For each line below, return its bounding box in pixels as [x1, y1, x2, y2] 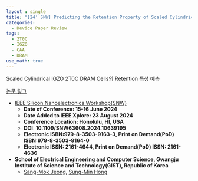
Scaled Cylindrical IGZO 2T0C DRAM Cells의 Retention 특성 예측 [6, 75, 160, 82]
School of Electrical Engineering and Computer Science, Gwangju [14, 156, 179, 163]
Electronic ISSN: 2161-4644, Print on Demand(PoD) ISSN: [23, 143, 167, 150]
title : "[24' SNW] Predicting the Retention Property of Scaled [6, 14, 167, 20]
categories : [6, 19, 35, 25]
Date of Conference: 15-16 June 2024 [23, 106, 118, 113]
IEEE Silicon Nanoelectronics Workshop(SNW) [14, 99, 127, 106]
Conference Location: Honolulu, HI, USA [23, 118, 124, 125]
